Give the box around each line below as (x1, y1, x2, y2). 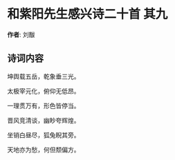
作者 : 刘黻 (7, 30, 35, 39)
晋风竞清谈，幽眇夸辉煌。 (7, 116, 80, 124)
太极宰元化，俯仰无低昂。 (7, 87, 80, 95)
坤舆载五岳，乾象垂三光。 (7, 72, 80, 80)
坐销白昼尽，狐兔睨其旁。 (7, 130, 80, 139)
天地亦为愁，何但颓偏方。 (7, 146, 80, 154)
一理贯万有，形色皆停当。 (7, 101, 80, 110)
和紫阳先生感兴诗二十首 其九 (7, 6, 168, 22)
